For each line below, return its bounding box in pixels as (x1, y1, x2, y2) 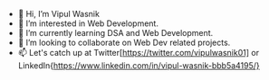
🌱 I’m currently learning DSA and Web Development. (17, 28, 214, 38)
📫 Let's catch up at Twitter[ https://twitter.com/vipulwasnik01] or (17, 48, 260, 58)
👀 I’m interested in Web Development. (17, 18, 159, 29)
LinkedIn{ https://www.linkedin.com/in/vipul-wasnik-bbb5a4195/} (17, 60, 260, 71)
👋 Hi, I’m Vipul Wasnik (17, 9, 100, 19)
